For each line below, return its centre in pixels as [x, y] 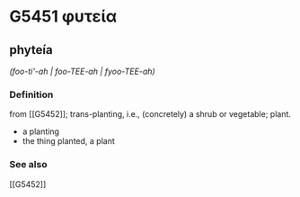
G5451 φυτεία [63, 17]
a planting [41, 131]
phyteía [31, 50]
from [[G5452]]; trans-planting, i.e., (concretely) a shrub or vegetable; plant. [150, 114]
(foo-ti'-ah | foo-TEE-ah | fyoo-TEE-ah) [82, 71]
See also [28, 165]
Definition [31, 94]
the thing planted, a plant [68, 141]
